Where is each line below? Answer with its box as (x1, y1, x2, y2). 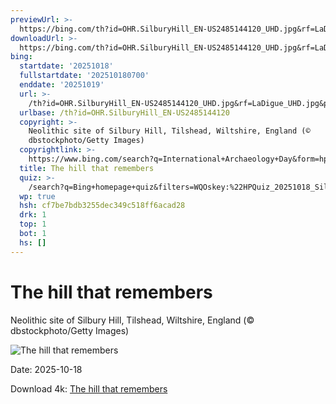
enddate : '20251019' (19, 80, 105, 90)
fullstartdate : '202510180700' (19, 71, 150, 81)
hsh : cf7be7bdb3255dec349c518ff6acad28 (19, 201, 186, 211)
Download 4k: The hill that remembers (10, 382, 168, 395)
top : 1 (19, 219, 47, 230)
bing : (10, 52, 33, 62)
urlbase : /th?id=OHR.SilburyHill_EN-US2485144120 (19, 107, 230, 118)
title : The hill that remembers (19, 163, 155, 173)
